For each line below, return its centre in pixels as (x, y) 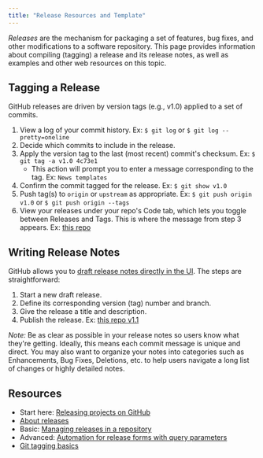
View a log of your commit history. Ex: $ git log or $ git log (119, 130)
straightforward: (34, 279)
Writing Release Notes (64, 252)
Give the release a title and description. (83, 312)
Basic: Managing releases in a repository (85, 429)
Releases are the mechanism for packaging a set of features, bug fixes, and (131, 38)
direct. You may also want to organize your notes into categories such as (126, 352)
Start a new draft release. (61, 295)
